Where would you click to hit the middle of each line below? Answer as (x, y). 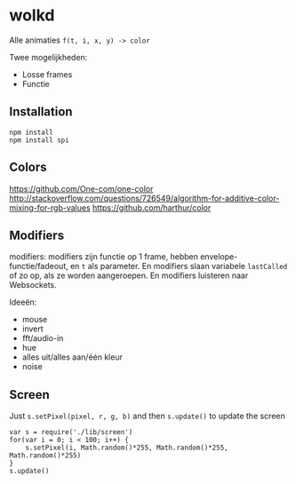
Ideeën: (23, 302)
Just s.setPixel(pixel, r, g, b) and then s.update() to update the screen (148, 416)
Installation (41, 112)
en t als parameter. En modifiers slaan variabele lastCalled (179, 266)
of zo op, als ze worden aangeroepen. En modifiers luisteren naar (129, 275)
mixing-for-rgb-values (50, 207)
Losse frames (47, 74)
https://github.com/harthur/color (152, 207)
